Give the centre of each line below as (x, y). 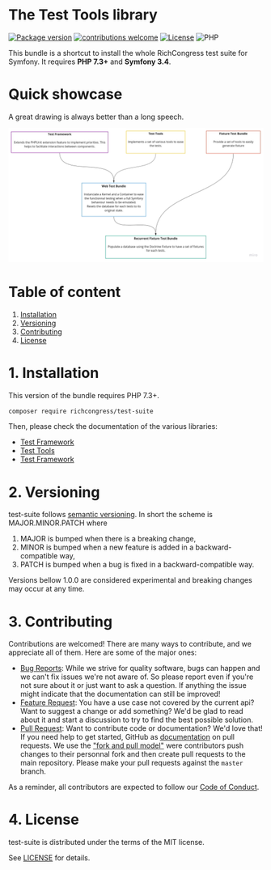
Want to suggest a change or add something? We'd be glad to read (132, 711)
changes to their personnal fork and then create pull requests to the (133, 754)
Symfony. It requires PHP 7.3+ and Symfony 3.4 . (90, 62)
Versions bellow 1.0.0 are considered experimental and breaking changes (130, 580)
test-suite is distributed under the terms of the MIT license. (106, 842)
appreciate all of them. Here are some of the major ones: (103, 652)
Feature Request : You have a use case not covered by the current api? (137, 702)
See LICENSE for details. (49, 858)
